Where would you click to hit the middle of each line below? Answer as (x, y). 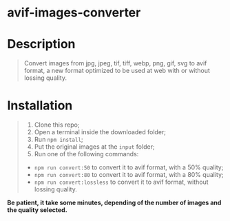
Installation (40, 106)
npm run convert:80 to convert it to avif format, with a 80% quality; (129, 175)
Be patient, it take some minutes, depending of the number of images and (114, 203)
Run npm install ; (59, 140)
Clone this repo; (57, 125)
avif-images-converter (74, 13)
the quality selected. (37, 210)
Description (41, 44)
